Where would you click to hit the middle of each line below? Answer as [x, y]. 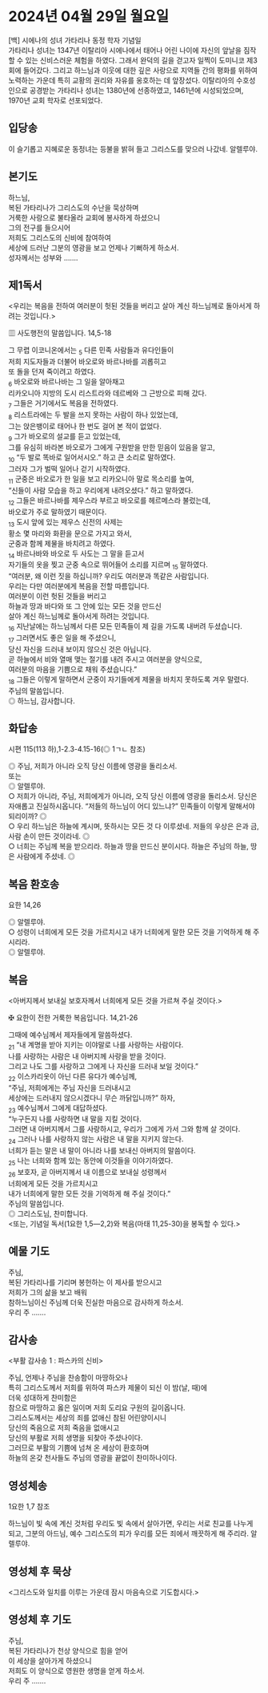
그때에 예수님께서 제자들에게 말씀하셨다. [70, 1035]
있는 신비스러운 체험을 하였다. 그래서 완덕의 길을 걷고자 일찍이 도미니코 [135, 60]
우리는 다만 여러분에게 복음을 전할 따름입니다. [79, 586]
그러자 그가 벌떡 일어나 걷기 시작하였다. [69, 469]
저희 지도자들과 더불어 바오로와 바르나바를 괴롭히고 [87, 362]
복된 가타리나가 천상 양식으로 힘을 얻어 [68, 1650]
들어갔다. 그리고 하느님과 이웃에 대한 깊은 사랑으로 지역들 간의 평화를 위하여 [140, 70]
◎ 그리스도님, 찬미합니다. [48, 1213]
